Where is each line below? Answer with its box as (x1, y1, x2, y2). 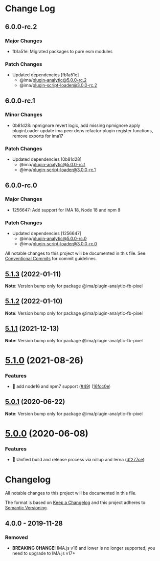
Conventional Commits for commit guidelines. (5, 256, 97, 262)
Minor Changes (5, 111, 43, 118)
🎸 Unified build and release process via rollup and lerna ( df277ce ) (12, 457, 145, 463)
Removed (5, 534, 28, 541)
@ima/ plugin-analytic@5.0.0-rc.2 (19, 77, 87, 83)
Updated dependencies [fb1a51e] (12, 72, 79, 78)
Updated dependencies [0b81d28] (12, 156, 82, 162)
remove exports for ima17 (12, 133, 64, 139)
